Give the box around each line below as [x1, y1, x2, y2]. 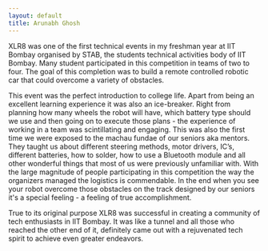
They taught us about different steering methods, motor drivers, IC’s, [8, 141, 234, 151]
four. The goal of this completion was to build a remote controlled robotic [8, 66, 250, 76]
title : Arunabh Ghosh [8, 19, 81, 27]
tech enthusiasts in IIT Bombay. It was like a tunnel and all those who [8, 217, 234, 226]
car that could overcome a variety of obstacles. [8, 75, 165, 85]
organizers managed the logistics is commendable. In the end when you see [8, 175, 260, 185]
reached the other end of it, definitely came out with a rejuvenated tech [8, 225, 243, 234]
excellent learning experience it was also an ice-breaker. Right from [8, 99, 231, 109]
